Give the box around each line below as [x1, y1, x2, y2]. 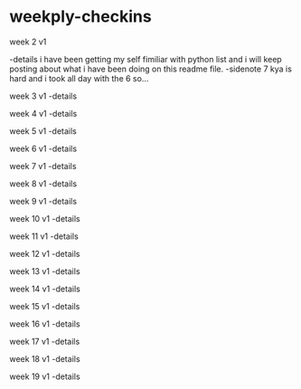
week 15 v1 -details [9, 300, 80, 311]
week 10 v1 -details [9, 213, 80, 223]
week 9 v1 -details [9, 195, 78, 206]
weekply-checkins [9, 6, 152, 27]
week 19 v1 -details [9, 371, 80, 382]
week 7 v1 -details [9, 160, 77, 171]
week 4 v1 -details [9, 108, 78, 119]
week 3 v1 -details [9, 90, 78, 101]
